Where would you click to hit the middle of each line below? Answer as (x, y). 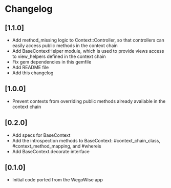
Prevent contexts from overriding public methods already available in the (89, 101)
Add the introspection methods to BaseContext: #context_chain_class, (86, 140)
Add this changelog (33, 73)
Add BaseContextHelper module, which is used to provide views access (88, 51)
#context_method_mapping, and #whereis (57, 146)
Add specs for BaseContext (41, 135)
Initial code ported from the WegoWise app (57, 180)
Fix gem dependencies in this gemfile (52, 62)
